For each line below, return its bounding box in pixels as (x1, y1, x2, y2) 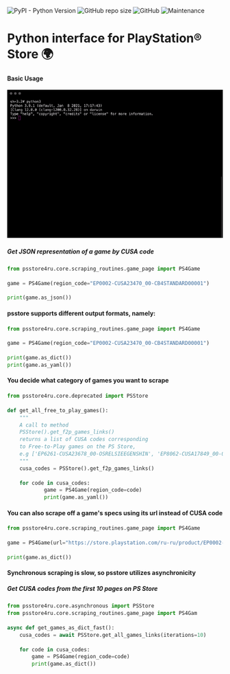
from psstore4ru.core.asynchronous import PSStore (7, 603, 155, 609)
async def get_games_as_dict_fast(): (7, 624, 115, 631)
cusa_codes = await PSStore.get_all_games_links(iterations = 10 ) (19, 631, 207, 638)
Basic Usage (7, 74, 43, 82)
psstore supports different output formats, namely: (7, 309, 156, 317)
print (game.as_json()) (7, 294, 72, 302)
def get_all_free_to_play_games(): (7, 407, 109, 414)
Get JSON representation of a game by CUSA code (7, 247, 154, 256)
